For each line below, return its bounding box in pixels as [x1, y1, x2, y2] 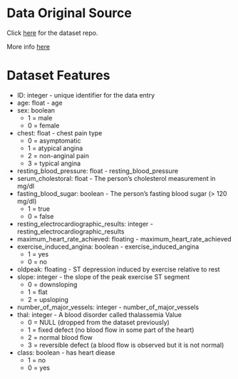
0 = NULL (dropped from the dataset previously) [27, 318, 170, 326]
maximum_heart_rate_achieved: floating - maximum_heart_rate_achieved [16, 234, 232, 243]
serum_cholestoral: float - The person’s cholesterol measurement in [16, 174, 216, 182]
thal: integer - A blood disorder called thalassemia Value [16, 310, 182, 318]
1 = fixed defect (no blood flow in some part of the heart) [27, 326, 195, 334]
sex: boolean [16, 105, 55, 115]
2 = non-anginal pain [27, 151, 90, 160]
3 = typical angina [27, 159, 81, 167]
